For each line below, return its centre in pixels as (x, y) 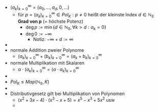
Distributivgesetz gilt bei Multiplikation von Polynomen (67, 94)
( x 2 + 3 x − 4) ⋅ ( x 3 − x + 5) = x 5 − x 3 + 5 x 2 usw (66, 100)
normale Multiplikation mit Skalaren (47, 63)
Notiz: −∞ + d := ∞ (53, 39)
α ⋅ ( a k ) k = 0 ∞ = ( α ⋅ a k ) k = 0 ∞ (48, 70)
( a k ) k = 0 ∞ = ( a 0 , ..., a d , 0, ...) (40, 7)
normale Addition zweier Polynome (47, 50)
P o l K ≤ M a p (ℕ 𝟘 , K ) (30, 82)
